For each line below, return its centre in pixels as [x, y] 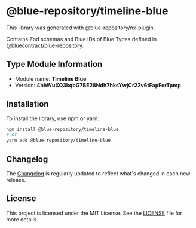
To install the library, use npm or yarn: [53, 118]
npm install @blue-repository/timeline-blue [62, 129]
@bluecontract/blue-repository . [45, 45]
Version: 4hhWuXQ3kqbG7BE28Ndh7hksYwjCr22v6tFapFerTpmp [98, 85]
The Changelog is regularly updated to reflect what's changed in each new [98, 174]
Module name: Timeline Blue [50, 78]
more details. [22, 219]
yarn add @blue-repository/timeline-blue [59, 141]
